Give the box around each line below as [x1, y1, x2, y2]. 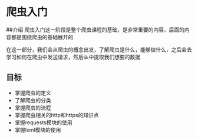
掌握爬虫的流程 [14, 104, 51, 111]
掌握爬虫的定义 [14, 89, 51, 96]
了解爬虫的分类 [14, 96, 51, 104]
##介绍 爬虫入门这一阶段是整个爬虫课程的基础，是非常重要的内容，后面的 [6, 26, 184, 33]
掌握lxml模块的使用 [14, 126, 61, 133]
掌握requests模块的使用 [14, 119, 72, 126]
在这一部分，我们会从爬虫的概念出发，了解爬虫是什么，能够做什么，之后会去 [6, 46, 192, 53]
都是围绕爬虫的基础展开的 [11, 33, 74, 40]
